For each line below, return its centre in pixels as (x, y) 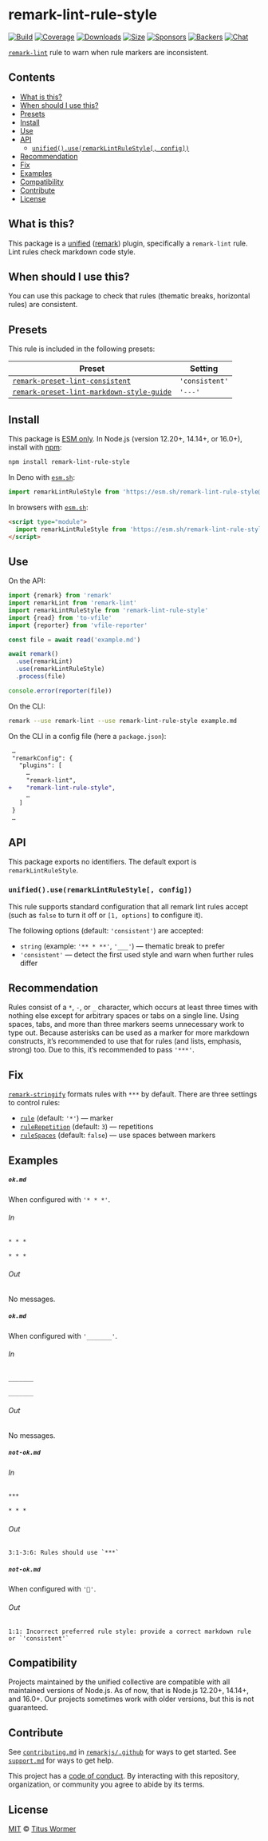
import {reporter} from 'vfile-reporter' (78, 625)
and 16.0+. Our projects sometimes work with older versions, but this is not (131, 1699)
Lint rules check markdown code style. (72, 252)
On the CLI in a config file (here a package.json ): (87, 736)
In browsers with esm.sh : (48, 507)
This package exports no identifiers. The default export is (102, 862)
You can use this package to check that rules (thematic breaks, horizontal (129, 296)
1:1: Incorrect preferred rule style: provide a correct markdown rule (130, 1631)
